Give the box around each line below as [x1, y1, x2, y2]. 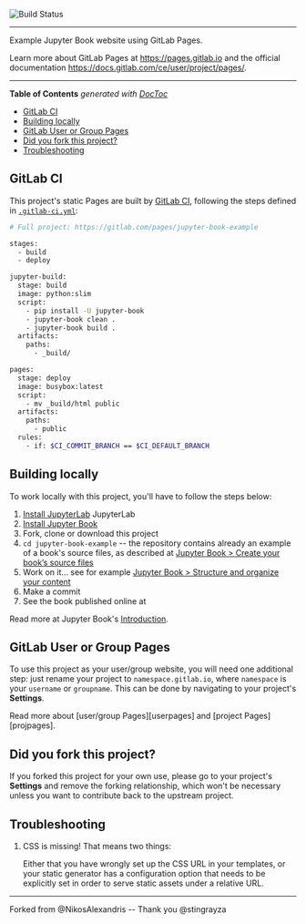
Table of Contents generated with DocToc [9, 88, 168, 99]
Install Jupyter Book [22, 518, 98, 529]
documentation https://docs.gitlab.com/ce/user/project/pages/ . [9, 62, 248, 73]
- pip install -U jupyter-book [25, 306, 145, 315]
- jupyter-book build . [25, 323, 117, 333]
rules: [17, 433, 43, 442]
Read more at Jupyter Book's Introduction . [9, 613, 168, 624]
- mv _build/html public [25, 399, 120, 408]
